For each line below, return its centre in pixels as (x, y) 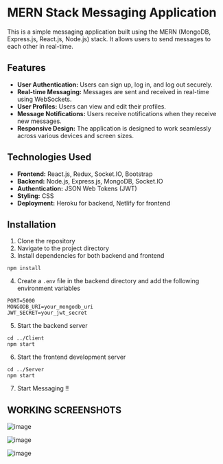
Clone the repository (46, 241)
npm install (24, 268)
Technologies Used (49, 157)
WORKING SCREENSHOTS (64, 410)
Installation (32, 224)
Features (26, 68)
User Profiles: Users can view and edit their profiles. (92, 106)
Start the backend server (52, 326)
